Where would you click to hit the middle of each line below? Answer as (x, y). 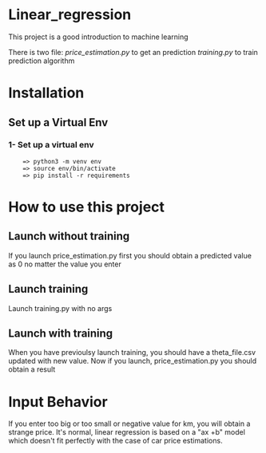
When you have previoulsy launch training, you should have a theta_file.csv (132, 353)
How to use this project (87, 207)
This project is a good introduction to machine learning (99, 37)
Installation (46, 93)
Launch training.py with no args (60, 308)
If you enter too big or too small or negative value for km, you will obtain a (129, 423)
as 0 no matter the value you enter (65, 264)
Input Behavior (58, 402)
